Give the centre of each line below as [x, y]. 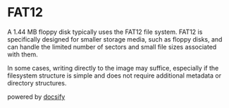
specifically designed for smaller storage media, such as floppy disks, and [115, 39]
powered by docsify [36, 97]
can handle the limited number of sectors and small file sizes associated [112, 47]
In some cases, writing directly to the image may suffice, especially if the [113, 68]
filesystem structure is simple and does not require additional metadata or [114, 76]
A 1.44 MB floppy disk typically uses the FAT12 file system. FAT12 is [105, 32]
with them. [23, 54]
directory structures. [37, 83]
